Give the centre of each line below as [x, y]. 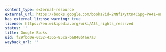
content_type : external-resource [40, 10]
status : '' [16, 28]
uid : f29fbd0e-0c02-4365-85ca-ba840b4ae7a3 [51, 38]
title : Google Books [26, 33]
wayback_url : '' [22, 42]
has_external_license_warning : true [43, 19]
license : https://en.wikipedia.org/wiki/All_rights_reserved [69, 24]
